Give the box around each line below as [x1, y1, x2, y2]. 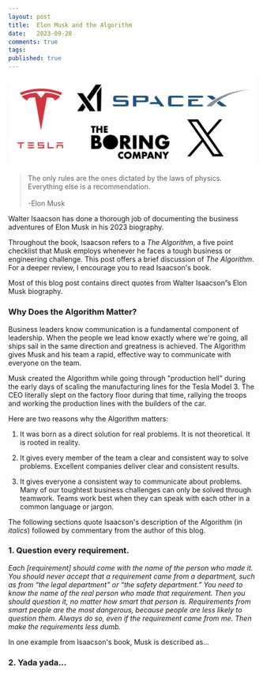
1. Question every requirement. [8, 545, 130, 556]
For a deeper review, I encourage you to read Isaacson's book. [8, 263, 212, 273]
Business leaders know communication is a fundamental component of [8, 324, 239, 334]
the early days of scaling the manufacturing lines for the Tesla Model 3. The [8, 382, 255, 391]
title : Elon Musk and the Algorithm [8, 21, 133, 29]
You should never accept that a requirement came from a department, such [8, 571, 255, 581]
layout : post [8, 13, 51, 21]
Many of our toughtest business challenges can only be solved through [19, 485, 252, 494]
